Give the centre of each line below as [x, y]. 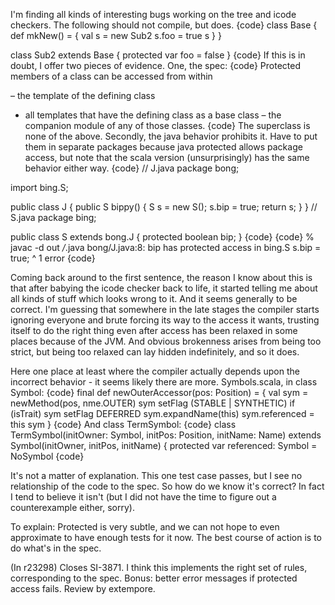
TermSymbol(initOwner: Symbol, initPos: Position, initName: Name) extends [166, 435]
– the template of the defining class [83, 95]
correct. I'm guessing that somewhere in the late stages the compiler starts [165, 309]
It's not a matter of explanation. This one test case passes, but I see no [156, 475]
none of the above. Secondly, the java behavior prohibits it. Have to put [171, 136]
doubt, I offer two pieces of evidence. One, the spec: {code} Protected [155, 65]
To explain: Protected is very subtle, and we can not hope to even [145, 527]
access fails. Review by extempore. [83, 588]
